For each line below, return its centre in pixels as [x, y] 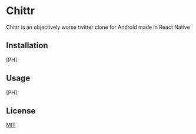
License [21, 111]
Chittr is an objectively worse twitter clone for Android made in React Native [98, 27]
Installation [27, 46]
